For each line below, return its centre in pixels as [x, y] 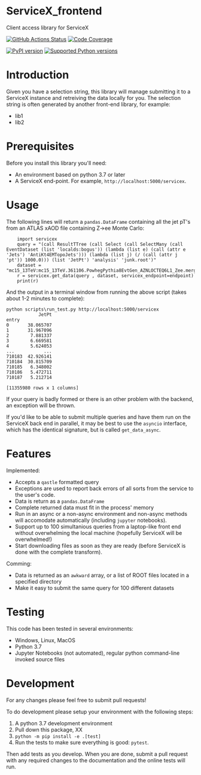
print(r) [28, 281]
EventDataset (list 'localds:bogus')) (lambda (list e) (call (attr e [96, 250]
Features [29, 454]
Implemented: [23, 470]
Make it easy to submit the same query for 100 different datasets [95, 588]
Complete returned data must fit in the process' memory [84, 507]
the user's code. [35, 494]
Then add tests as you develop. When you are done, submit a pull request [97, 754]
